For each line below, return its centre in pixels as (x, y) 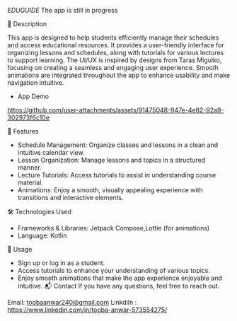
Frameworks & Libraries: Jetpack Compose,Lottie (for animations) (114, 228)
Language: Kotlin (42, 235)
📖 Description (27, 24)
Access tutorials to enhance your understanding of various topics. (114, 270)
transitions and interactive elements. (70, 198)
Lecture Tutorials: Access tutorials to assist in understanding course (117, 175)
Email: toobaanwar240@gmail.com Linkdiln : (72, 302)
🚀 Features (23, 131)
